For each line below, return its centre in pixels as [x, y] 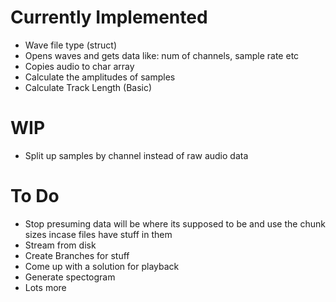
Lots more [45, 287]
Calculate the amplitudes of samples [100, 77]
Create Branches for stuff [77, 255]
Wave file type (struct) [70, 45]
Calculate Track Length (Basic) [88, 87]
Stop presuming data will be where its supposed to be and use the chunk [175, 223]
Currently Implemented [109, 17]
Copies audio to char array [79, 66]
